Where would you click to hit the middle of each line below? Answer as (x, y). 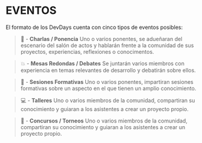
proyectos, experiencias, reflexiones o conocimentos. (87, 51)
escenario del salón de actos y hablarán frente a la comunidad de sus (107, 45)
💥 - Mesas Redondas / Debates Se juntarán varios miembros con (103, 63)
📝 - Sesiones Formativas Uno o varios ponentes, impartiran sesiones (107, 81)
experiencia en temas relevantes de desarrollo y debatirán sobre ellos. (108, 70)
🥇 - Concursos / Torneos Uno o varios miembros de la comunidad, (104, 121)
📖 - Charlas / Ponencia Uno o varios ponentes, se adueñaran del (101, 39)
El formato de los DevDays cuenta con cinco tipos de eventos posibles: (94, 27)
